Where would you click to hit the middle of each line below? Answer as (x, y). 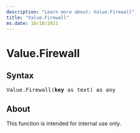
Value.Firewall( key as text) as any (61, 90)
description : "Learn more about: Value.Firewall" (71, 12)
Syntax (20, 76)
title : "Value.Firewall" (38, 18)
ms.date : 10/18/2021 (33, 23)
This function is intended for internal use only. (64, 124)
